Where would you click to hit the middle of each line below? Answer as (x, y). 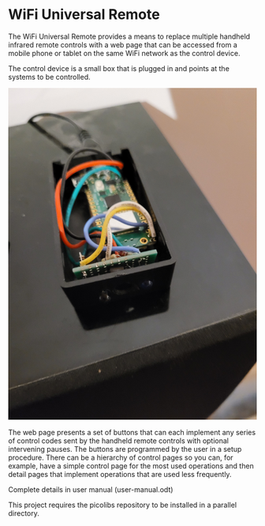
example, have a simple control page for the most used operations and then (131, 466)
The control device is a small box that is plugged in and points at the (119, 68)
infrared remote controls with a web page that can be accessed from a (123, 44)
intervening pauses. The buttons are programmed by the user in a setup (125, 449)
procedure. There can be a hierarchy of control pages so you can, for (121, 457)
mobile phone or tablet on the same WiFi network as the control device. (124, 53)
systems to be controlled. (49, 77)
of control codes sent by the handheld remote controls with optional (118, 441)
